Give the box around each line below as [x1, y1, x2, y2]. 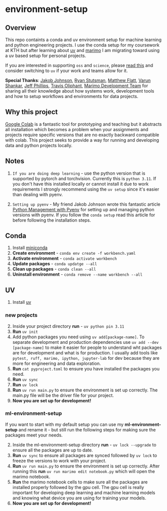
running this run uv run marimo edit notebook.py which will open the [12, 468, 155, 474]
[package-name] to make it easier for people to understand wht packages [12, 344, 162, 350]
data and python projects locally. [5, 142, 72, 148]
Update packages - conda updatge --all [12, 261, 97, 267]
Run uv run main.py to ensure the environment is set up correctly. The [12, 387, 158, 393]
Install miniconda [12, 245, 47, 251]
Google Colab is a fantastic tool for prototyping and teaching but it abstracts [5, 121, 162, 127]
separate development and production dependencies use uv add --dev [12, 339, 159, 345]
